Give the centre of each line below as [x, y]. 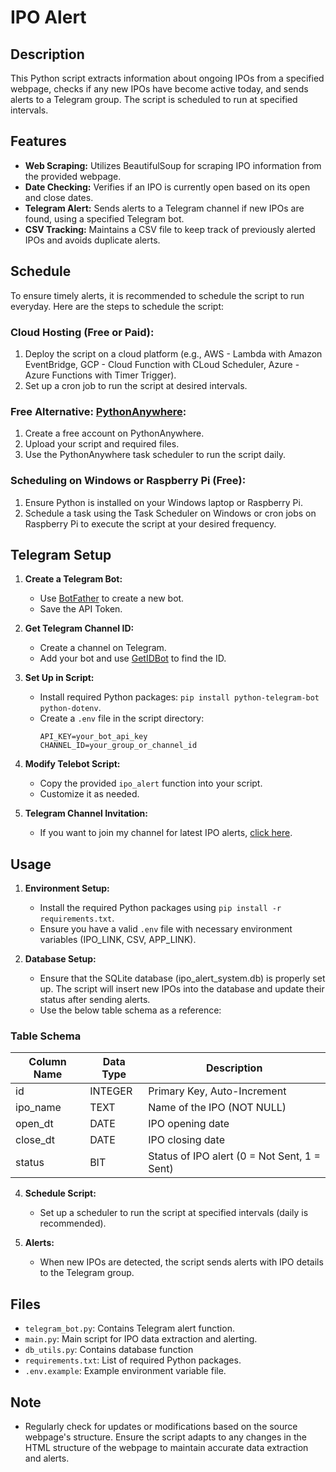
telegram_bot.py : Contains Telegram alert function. [129, 1328]
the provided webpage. [73, 176]
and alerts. [47, 1458]
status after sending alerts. [95, 1000]
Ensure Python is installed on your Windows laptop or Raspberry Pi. [163, 502]
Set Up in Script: [59, 678]
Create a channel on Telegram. [103, 648]
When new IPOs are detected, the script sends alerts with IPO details [181, 1262]
